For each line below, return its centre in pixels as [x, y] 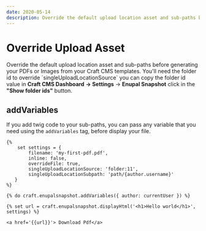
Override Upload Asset [66, 48]
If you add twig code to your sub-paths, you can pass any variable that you [101, 125]
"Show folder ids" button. [39, 91]
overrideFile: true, [55, 164]
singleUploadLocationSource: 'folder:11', [83, 169]
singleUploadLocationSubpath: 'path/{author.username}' [101, 175]
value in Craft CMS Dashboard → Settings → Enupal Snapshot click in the [101, 84]
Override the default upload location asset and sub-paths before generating [102, 65]
